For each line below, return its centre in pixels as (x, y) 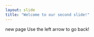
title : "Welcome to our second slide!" (48, 15)
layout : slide (20, 10)
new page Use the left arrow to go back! (48, 29)
